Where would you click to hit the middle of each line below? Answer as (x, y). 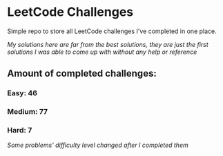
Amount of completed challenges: (82, 74)
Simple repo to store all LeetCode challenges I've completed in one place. (112, 31)
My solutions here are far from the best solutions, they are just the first (108, 44)
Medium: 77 (28, 112)
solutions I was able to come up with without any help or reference (102, 52)
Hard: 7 (20, 130)
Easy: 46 (22, 93)
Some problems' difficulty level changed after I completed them (98, 145)
